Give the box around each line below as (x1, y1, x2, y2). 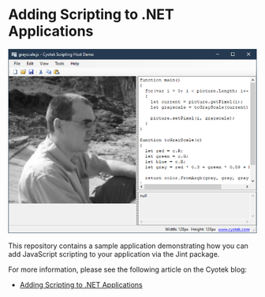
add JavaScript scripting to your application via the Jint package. (8, 250, 220, 259)
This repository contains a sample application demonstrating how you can (8, 241, 248, 250)
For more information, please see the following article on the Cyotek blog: (8, 265, 247, 274)
